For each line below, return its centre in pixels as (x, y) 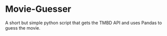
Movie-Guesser (38, 9)
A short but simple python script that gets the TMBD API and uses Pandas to (83, 23)
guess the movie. (23, 28)
